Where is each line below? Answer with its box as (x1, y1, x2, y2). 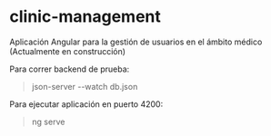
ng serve (31, 116, 65, 127)
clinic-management (9, 6, 162, 27)
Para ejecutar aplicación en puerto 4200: (9, 98, 164, 110)
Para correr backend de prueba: (9, 63, 130, 74)
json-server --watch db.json (31, 81, 138, 92)
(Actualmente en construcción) (9, 45, 125, 56)
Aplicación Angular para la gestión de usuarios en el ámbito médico (9, 36, 263, 47)
